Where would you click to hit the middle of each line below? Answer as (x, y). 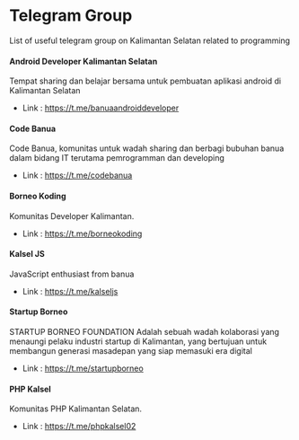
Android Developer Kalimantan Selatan (84, 61)
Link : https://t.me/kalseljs (70, 291)
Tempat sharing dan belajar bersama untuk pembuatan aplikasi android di (145, 81)
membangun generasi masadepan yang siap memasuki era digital (131, 350)
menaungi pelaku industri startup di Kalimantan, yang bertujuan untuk (138, 341)
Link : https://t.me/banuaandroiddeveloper (101, 108)
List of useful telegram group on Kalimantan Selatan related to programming (149, 40)
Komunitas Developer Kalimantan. (72, 216)
